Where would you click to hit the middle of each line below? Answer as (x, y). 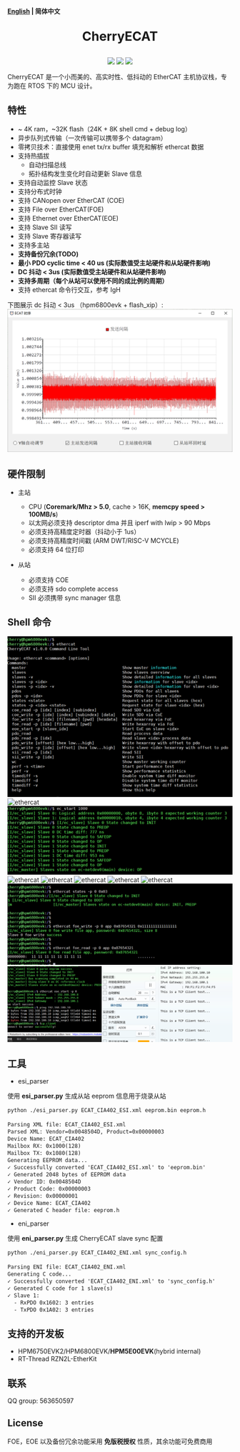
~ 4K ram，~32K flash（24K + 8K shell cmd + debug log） (104, 129)
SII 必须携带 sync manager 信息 (75, 598)
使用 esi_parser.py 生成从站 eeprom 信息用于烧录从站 (87, 1096)
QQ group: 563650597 (41, 1401)
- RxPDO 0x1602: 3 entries (54, 1303)
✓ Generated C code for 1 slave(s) (60, 1288)
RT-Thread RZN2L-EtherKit (57, 1359)
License (25, 1423)
